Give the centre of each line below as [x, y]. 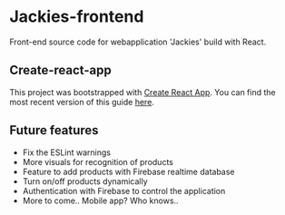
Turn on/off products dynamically [85, 181]
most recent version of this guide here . [82, 102]
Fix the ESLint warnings [67, 152]
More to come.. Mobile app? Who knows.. [100, 200]
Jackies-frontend [77, 17]
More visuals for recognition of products [98, 161]
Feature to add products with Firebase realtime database [128, 171]
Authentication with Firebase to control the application [124, 191]
